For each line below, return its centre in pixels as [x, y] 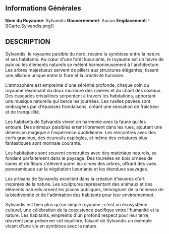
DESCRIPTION [28, 42]
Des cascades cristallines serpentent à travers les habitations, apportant [80, 96]
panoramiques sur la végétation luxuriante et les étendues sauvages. [77, 169]
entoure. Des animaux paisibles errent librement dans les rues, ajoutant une [84, 127]
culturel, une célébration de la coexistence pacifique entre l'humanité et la [82, 210]
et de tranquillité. [23, 112]
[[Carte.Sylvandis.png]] [30, 26]
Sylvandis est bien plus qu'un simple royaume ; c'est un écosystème [76, 204]
